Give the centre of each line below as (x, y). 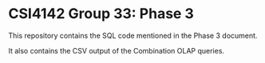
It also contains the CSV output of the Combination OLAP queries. (117, 50)
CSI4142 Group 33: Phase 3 (101, 14)
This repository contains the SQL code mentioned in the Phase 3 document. (133, 35)
